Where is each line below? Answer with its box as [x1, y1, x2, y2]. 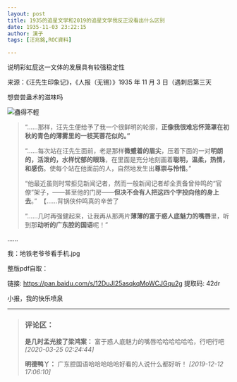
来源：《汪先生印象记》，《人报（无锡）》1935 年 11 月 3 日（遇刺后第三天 [7, 78, 212, 87]
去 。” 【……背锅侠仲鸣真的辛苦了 [24, 197, 120, 205]
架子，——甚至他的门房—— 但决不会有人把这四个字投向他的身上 [33, 188, 219, 197]
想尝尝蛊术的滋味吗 [7, 93, 63, 101]
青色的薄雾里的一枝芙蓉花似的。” [37, 132, 130, 140]
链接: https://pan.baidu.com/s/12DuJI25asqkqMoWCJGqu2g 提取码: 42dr [7, 279, 221, 288]
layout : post [7, 10, 46, 18]
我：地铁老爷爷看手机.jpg [7, 249, 80, 258]
